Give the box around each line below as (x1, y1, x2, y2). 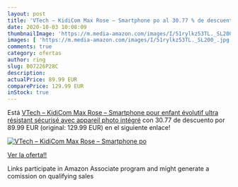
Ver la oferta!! (7, 151, 47, 159)
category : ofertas (7, 50, 62, 57)
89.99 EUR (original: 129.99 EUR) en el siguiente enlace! (7, 123, 171, 132)
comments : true (7, 43, 52, 50)
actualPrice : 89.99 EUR (7, 76, 78, 83)
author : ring (7, 56, 46, 64)
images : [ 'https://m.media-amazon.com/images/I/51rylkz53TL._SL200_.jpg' (7, 37, 233, 44)
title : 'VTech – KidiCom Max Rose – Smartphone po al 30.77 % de (7, 17, 204, 24)
